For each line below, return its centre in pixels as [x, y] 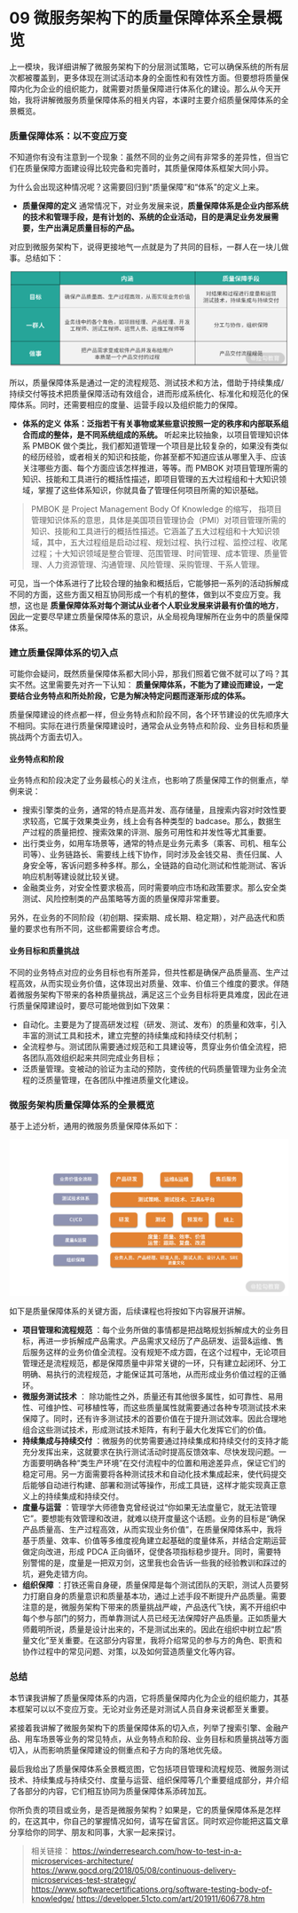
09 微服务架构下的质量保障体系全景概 [145, 18]
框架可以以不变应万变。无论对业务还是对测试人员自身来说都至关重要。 [145, 1709]
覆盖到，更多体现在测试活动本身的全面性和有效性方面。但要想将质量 [157, 77]
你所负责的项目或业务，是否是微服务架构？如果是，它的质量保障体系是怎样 [145, 1809]
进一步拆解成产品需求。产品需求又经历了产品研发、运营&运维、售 [165, 1341]
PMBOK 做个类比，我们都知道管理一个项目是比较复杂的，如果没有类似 [160, 445]
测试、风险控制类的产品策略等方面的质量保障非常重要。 [123, 899]
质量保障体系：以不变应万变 [68, 136]
